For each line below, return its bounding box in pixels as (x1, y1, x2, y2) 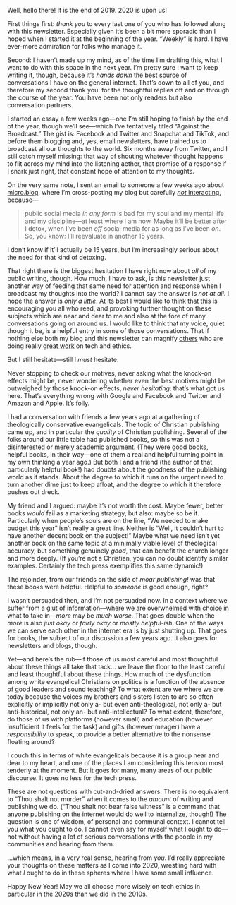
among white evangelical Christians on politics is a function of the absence (7, 678, 225, 685)
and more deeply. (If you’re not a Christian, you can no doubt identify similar (7, 554, 228, 562)
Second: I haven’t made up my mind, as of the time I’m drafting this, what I (7, 56, 223, 64)
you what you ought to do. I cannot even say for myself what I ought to (7, 825, 213, 833)
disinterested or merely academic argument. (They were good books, (7, 443, 209, 451)
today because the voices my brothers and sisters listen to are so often (7, 693, 213, 701)
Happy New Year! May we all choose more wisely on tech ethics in (7, 882, 201, 890)
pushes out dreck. (7, 488, 60, 496)
